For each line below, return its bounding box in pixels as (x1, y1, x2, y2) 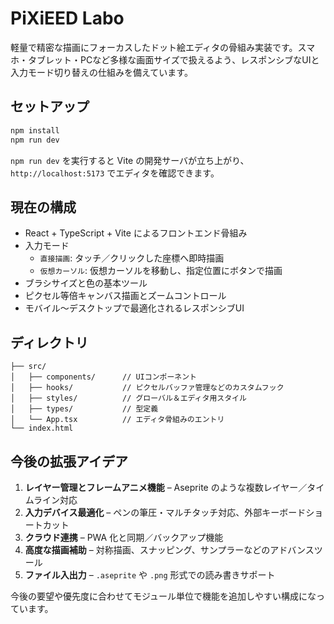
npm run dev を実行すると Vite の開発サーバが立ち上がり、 (10, 154, 250, 166)
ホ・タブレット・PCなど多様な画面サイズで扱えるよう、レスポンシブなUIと (10, 53, 320, 66)
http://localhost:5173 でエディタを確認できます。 (10, 167, 220, 179)
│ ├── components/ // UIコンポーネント (10, 372, 197, 382)
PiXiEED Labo (10, 7, 125, 30)
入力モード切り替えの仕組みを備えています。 (10, 66, 193, 78)
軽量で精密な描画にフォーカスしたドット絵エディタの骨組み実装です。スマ (10, 41, 316, 53)
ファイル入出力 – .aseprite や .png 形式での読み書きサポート (24, 568, 276, 581)
